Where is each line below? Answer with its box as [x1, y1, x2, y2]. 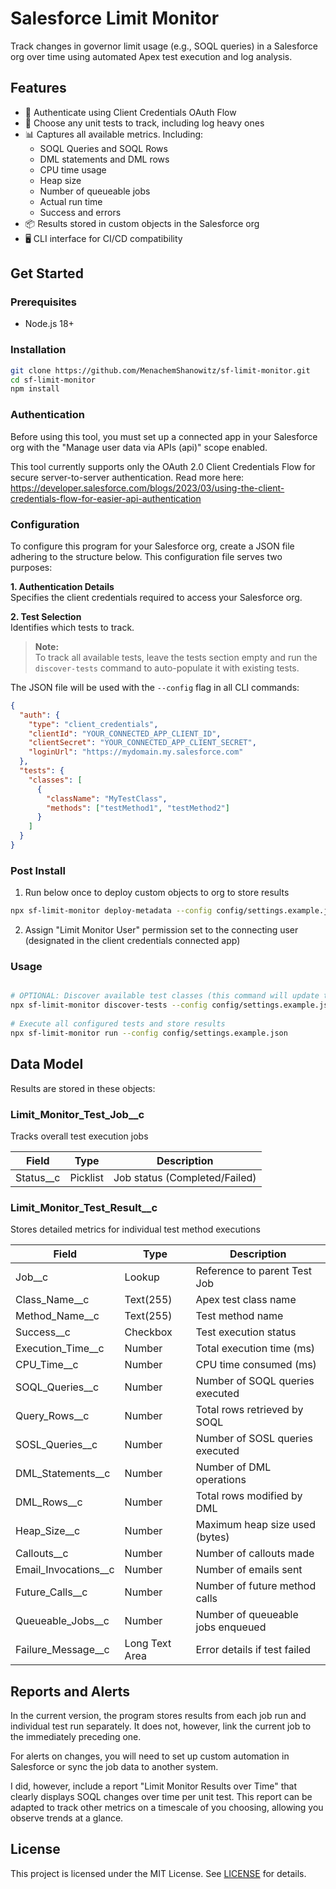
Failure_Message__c [15, 1643, 110, 1657]
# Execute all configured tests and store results [10, 1019, 226, 1029]
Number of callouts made [195, 1547, 315, 1561]
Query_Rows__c [15, 1409, 90, 1423]
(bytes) [195, 1530, 230, 1544]
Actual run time [39, 195, 103, 207]
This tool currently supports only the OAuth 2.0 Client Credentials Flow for [10, 460, 316, 472]
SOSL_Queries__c [15, 1438, 98, 1452]
